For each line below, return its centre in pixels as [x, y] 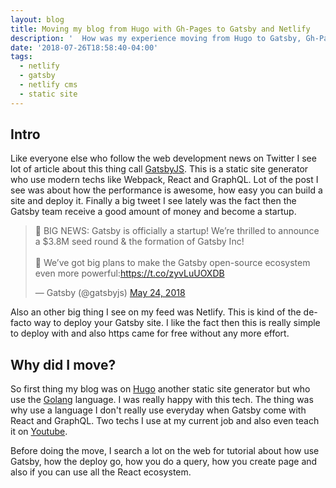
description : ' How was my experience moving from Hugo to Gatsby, [156, 38]
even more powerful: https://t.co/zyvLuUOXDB [129, 273]
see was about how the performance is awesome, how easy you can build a [166, 190]
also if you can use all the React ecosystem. [101, 472]
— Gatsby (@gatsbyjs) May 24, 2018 [110, 293]
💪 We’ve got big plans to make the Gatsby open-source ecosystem [172, 263]
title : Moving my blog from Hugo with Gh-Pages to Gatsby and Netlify [160, 29]
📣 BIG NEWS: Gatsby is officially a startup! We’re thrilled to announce [177, 231]
